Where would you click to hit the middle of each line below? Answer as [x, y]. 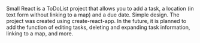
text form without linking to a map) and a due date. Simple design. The [93, 15]
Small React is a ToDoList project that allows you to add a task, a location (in [100, 9]
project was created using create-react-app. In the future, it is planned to [96, 21]
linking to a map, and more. [40, 34]
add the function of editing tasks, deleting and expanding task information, [98, 27]
